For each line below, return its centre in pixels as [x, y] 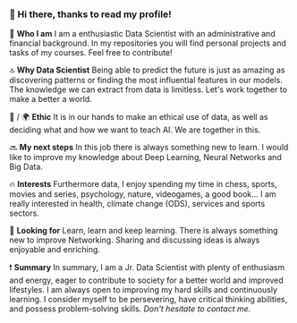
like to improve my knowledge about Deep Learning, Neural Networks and [145, 157]
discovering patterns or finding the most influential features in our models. [146, 81]
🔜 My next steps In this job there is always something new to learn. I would [149, 148]
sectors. [25, 213]
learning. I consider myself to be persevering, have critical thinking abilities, [148, 300]
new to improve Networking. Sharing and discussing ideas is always [135, 240]
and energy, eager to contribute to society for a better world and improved [146, 280]
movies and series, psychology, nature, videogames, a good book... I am [143, 194]
